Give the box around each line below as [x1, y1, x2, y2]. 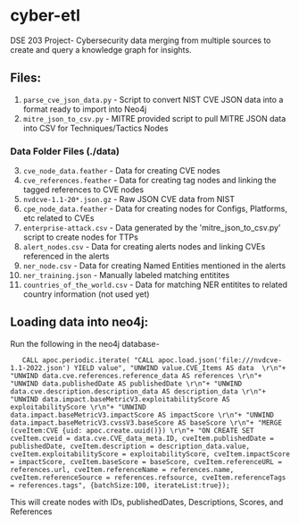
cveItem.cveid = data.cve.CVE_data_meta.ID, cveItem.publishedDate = [10, 434, 275, 443]
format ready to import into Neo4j [22, 104, 147, 114]
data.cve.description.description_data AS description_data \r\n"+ [10, 386, 267, 396]
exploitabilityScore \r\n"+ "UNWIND [10, 402, 146, 411]
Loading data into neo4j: [10, 315, 149, 330]
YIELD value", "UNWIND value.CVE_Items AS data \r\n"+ [73, 363, 287, 372]
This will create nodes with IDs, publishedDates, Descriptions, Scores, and [10, 496, 284, 507]
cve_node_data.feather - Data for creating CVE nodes [22, 165, 221, 176]
